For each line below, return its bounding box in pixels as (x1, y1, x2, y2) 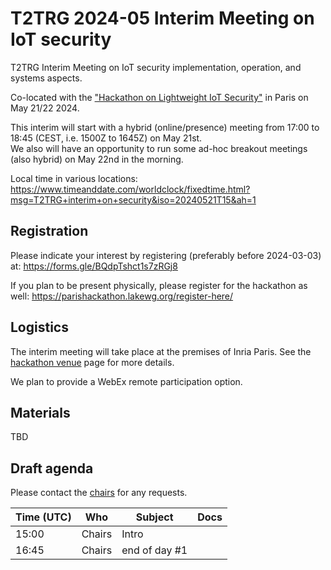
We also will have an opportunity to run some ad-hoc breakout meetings (10, 142, 308, 154)
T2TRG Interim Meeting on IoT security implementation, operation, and (10, 61, 302, 73)
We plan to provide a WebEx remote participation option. (10, 375, 243, 387)
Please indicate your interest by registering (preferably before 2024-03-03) (10, 249, 322, 261)
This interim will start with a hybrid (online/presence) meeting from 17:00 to (10, 121, 320, 133)
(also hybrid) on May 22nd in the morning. (10, 153, 184, 165)
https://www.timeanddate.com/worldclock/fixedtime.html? (10, 183, 251, 195)
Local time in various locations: (10, 172, 138, 184)
